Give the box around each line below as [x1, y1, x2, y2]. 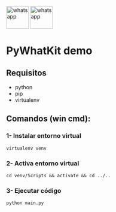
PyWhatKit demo [6, 44, 93, 57]
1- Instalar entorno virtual [6, 132, 82, 140]
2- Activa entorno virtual [6, 159, 80, 167]
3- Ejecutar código [6, 186, 62, 195]
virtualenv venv [6, 145, 47, 152]
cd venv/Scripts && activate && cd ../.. [6, 172, 111, 178]
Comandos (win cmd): [6, 114, 91, 124]
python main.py [6, 200, 44, 206]
